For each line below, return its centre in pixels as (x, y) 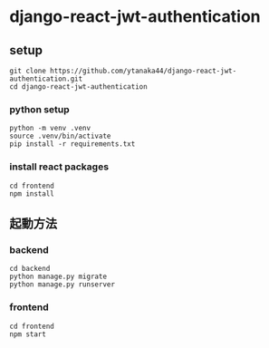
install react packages (59, 167)
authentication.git (46, 79)
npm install (32, 193)
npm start (28, 334)
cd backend (30, 269)
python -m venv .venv (50, 129)
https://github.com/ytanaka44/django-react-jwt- (143, 71)
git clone (28, 71)
